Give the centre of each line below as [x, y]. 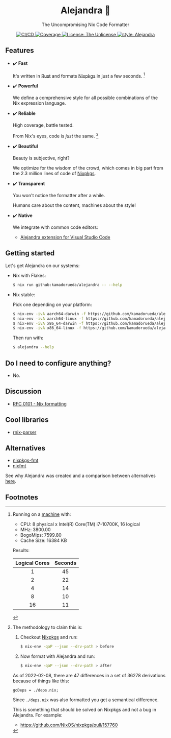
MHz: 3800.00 [35, 530]
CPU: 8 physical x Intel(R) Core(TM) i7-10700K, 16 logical [80, 524]
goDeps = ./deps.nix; [35, 690]
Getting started [30, 253]
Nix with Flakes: [29, 275]
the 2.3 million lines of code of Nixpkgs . [54, 174]
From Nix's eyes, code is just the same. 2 [55, 136]
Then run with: [28, 338]
